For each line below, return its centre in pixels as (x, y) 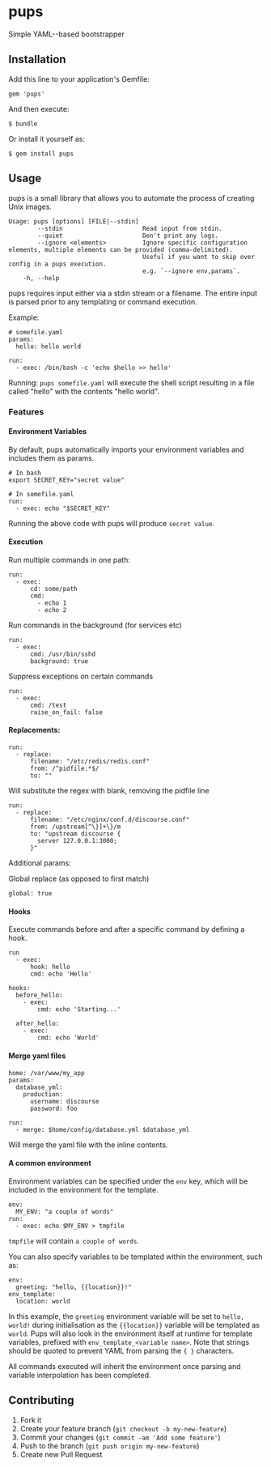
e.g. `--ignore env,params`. (191, 271)
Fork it (31, 1420)
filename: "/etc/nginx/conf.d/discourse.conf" (110, 820)
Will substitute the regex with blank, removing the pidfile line (109, 791)
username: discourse (64, 1101)
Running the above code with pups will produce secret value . (112, 523)
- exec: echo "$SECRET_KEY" (63, 508)
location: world (43, 1301)
